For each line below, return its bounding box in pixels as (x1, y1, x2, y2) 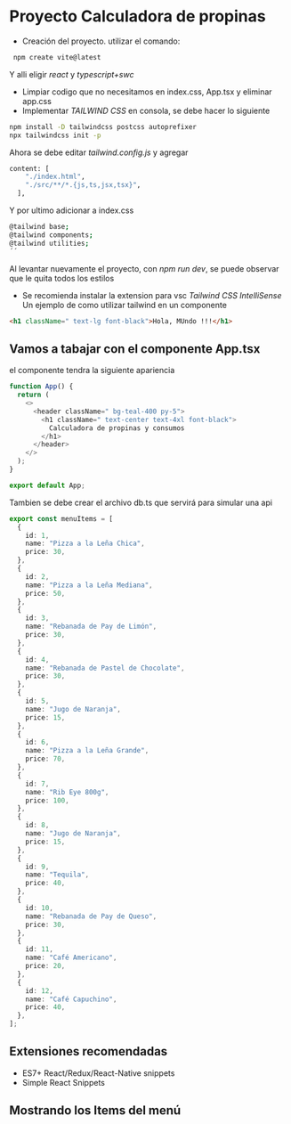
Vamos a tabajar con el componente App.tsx (9, 341, 261, 356)
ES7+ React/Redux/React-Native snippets (21, 1067, 175, 1079)
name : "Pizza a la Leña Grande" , (25, 746, 150, 755)
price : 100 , (25, 795, 69, 805)
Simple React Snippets (21, 1077, 105, 1087)
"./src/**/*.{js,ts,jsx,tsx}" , (25, 181, 141, 190)
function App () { (9, 382, 74, 391)
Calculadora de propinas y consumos (48, 423, 185, 433)
